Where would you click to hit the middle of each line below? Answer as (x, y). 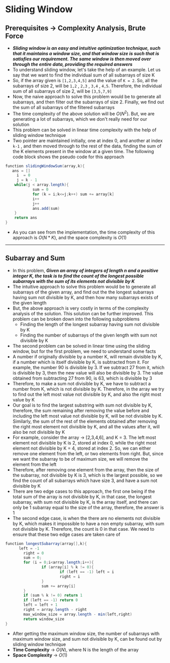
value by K (24, 399)
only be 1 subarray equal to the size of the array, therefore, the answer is (88, 507)
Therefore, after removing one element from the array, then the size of (86, 469)
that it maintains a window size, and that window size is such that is (86, 53)
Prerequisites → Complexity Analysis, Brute (75, 28)
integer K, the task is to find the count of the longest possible (78, 276)
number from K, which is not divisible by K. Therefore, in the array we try (88, 389)
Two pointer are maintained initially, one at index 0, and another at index (88, 140)
